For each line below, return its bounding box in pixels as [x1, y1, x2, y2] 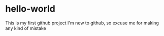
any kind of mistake [5, 25, 47, 31]
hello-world [5, 3, 56, 15]
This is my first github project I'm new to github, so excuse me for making [5, 20, 159, 26]
